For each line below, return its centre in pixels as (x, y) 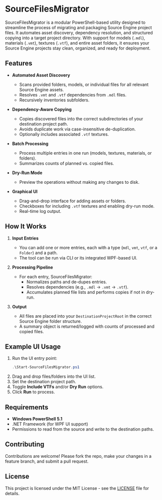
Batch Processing (30, 144)
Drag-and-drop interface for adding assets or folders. (73, 201)
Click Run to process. (33, 392)
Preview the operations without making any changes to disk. (79, 182)
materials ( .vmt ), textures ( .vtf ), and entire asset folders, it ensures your (77, 43)
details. (12, 493)
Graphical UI (25, 191)
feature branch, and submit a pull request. (47, 461)
